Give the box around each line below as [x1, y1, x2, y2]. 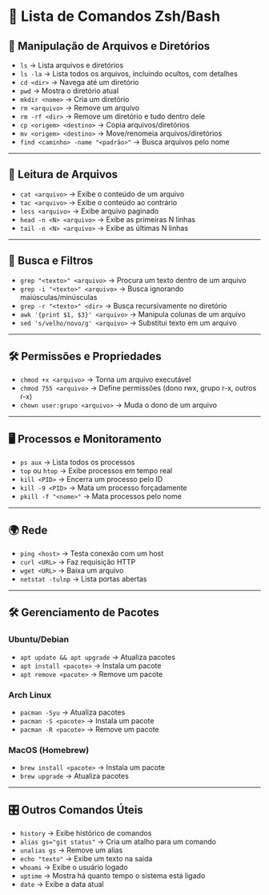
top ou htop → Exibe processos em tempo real [19, 466, 173, 476]
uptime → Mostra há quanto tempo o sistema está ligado [19, 871, 206, 881]
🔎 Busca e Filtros [8, 254, 94, 268]
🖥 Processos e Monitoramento [8, 432, 162, 446]
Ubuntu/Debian [8, 634, 70, 645]
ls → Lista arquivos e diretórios [19, 60, 124, 70]
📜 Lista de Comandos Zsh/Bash [8, 7, 221, 26]
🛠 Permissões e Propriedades [8, 350, 162, 363]
